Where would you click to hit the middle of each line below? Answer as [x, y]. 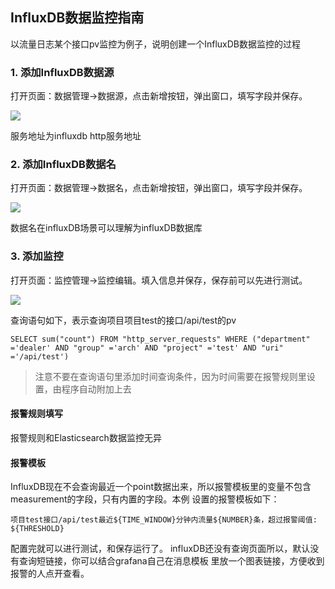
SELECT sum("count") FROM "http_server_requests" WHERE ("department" [160, 339]
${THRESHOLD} [37, 529]
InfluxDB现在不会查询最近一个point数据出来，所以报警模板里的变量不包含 [161, 487]
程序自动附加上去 [96, 389]
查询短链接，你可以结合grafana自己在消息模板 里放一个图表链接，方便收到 [171, 561]
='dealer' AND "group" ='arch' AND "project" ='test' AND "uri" [147, 348]
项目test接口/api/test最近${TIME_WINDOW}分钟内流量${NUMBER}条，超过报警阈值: [164, 520]
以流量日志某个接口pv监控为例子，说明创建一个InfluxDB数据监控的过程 [155, 44]
